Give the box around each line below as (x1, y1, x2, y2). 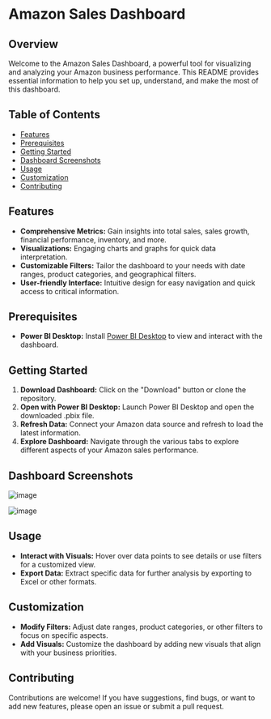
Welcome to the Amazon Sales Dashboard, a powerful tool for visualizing (8, 58, 252, 68)
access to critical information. (19, 286, 120, 296)
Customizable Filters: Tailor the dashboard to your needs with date (19, 260, 246, 270)
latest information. (19, 428, 81, 438)
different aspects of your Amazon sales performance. (19, 445, 199, 455)
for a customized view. (19, 559, 95, 569)
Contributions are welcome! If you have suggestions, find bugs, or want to (8, 692, 256, 702)
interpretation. (19, 252, 68, 262)
